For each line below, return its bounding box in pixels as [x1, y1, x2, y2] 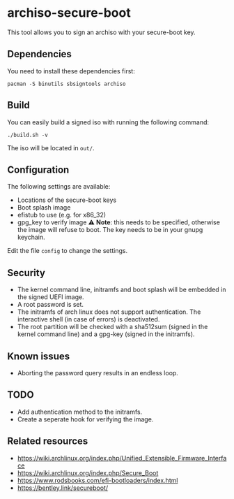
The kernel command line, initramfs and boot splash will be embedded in [17, 285, 226, 294]
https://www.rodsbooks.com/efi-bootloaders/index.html [17, 476, 178, 484]
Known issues [7, 350, 70, 362]
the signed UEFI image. [17, 293, 85, 301]
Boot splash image [17, 203, 71, 212]
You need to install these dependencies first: [7, 66, 136, 75]
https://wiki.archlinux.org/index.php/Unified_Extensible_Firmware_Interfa [17, 454, 227, 462]
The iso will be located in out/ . [7, 143, 95, 152]
